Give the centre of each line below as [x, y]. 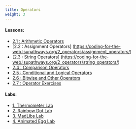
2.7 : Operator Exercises [37, 83]
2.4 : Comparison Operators [41, 67]
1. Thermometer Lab [33, 105]
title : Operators [23, 10]
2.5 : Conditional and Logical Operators [52, 73]
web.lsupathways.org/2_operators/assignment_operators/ [71, 51]
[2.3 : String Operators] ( [37, 57]
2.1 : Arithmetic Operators [38, 41]
